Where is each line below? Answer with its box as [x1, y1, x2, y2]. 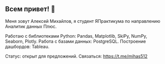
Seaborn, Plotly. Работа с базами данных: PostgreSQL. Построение [5, 38, 146, 44]
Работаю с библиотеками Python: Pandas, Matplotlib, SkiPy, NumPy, [5, 33, 148, 39]
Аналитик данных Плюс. [5, 23, 57, 29]
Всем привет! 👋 [5, 5, 55, 13]
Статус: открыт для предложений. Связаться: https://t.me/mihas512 [5, 53, 148, 59]
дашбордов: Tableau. [5, 43, 50, 50]
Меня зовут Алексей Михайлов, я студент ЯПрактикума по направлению [5, 18, 161, 24]
